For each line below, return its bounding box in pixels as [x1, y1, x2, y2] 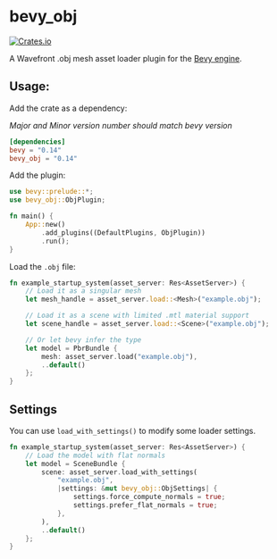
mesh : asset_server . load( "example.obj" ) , [41, 352, 198, 361]
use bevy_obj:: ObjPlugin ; [9, 196, 105, 204]
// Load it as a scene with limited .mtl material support [25, 311, 250, 321]
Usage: [9, 79, 51, 95]
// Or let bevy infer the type [25, 335, 142, 345]
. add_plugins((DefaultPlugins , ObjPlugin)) [41, 228, 206, 238]
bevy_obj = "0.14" [9, 154, 78, 163]
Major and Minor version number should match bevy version [9, 120, 232, 130]
